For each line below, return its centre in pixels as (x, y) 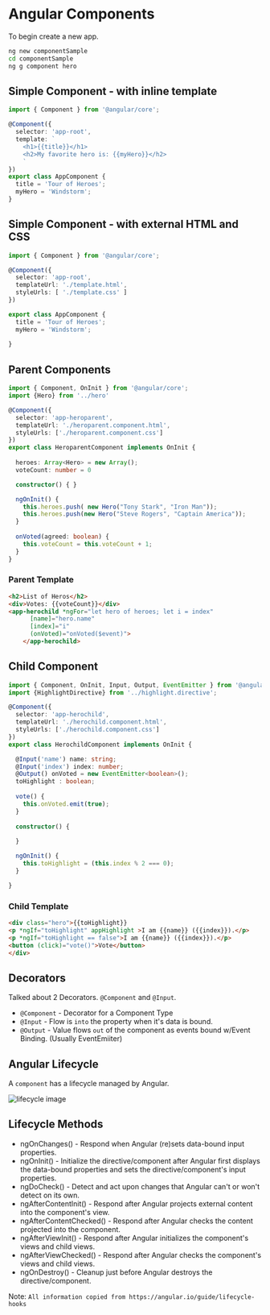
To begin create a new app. (53, 36)
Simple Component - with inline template (113, 91)
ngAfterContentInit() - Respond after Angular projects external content (136, 1203)
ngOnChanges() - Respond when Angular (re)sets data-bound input (132, 1143)
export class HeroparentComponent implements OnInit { (102, 448)
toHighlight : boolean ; (55, 782)
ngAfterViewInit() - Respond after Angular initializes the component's (134, 1238)
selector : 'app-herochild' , (63, 715)
